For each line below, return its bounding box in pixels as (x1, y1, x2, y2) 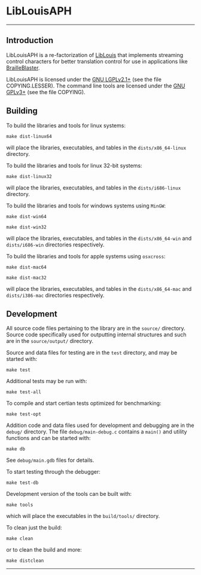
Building (6, 106, 38, 116)
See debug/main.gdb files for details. (6, 457, 95, 464)
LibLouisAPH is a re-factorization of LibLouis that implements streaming (6, 51, 184, 58)
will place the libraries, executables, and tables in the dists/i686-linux (6, 184, 181, 191)
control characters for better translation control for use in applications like (6, 58, 188, 65)
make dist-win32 (6, 224, 47, 230)
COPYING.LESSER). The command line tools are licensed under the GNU (6, 82, 185, 89)
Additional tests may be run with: (6, 378, 87, 385)
